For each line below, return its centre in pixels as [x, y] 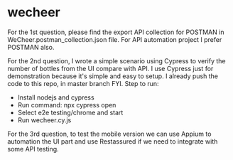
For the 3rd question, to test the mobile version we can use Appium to [109, 134]
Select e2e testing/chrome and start [70, 112]
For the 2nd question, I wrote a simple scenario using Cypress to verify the [116, 60]
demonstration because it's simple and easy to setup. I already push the [113, 76]
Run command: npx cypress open [67, 105]
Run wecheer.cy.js [44, 120]
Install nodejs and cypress [56, 97]
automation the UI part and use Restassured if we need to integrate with [113, 141]
